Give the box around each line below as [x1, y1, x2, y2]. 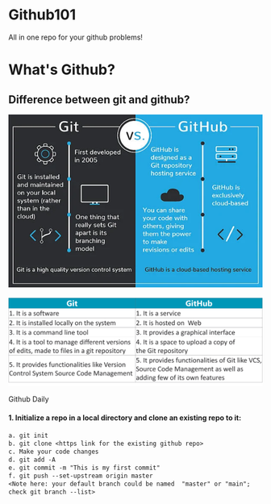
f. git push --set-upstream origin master [8, 472, 153, 481]
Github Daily [8, 394, 50, 404]
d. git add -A [8, 456, 56, 464]
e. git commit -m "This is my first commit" [8, 464, 161, 473]
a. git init [8, 431, 48, 440]
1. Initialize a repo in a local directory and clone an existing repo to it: [8, 413, 242, 423]
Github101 [8, 6, 77, 24]
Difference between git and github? [8, 93, 190, 106]
